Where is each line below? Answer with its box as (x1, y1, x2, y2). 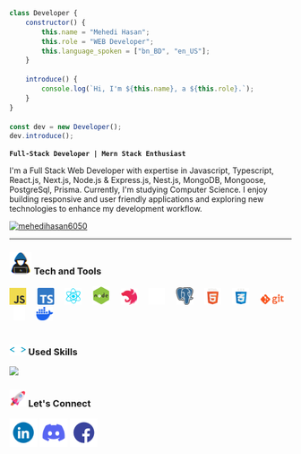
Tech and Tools (33, 265, 102, 277)
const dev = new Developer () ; (9, 122, 123, 131)
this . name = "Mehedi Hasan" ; (41, 27, 150, 37)
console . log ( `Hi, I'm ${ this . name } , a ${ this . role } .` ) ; (41, 84, 254, 93)
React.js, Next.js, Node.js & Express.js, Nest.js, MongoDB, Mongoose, (9, 175, 267, 186)
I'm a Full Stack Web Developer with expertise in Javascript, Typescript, (9, 165, 275, 176)
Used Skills (28, 345, 78, 358)
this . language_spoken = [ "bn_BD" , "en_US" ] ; (41, 47, 211, 56)
